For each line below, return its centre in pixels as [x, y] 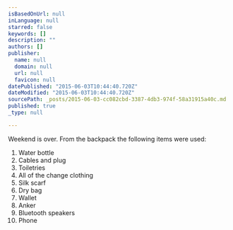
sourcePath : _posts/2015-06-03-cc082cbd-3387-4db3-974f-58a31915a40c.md [117, 100]
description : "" [32, 40]
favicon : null [35, 80]
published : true [32, 106]
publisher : [24, 54]
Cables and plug [42, 160]
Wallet [28, 197]
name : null [30, 60]
